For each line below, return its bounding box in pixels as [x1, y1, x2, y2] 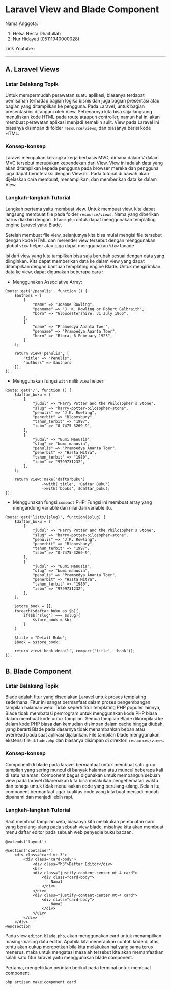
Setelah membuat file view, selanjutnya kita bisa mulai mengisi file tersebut [5, 232, 162, 238]
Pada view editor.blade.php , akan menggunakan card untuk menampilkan [5, 932, 162, 939]
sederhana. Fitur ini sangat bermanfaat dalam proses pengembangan [5, 699, 151, 705]
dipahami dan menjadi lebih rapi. [5, 794, 74, 800]
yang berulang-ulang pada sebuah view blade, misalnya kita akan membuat [5, 824, 164, 830]
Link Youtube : [5, 45, 36, 52]
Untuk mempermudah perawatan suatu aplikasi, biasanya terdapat [5, 92, 145, 98]
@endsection [5, 924, 31, 929]
